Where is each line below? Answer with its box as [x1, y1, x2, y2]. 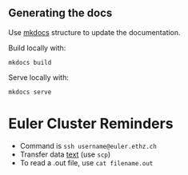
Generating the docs [8, 6, 113, 20]
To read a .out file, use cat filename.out [19, 157, 154, 167]
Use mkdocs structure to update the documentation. [8, 27, 182, 37]
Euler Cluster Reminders [8, 115, 174, 133]
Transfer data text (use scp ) [19, 149, 111, 159]
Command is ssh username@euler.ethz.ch [19, 141, 158, 150]
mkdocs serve [8, 88, 52, 96]
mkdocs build [8, 58, 52, 66]
